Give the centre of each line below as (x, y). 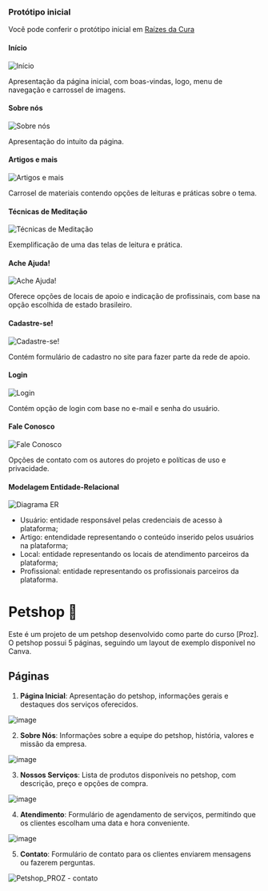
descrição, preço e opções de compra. (84, 783)
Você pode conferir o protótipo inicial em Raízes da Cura (101, 30)
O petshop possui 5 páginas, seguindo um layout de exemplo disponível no (132, 643)
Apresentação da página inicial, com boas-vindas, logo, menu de (115, 81)
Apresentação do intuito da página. (66, 141)
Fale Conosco (32, 426)
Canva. (20, 651)
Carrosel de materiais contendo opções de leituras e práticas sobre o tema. (133, 193)
